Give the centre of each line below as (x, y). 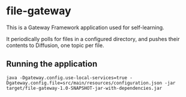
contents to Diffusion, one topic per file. (55, 45)
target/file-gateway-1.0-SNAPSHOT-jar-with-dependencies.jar (84, 88)
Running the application (52, 64)
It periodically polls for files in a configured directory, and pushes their (93, 39)
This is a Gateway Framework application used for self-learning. (85, 27)
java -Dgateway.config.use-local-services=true (67, 78)
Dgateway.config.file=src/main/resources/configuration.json (84, 83)
